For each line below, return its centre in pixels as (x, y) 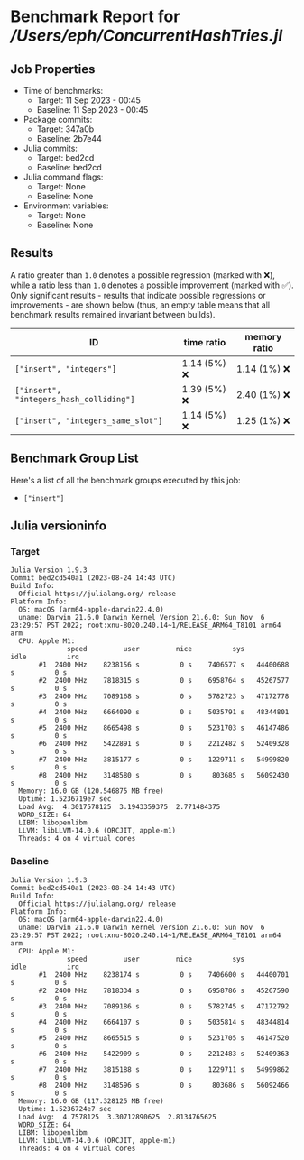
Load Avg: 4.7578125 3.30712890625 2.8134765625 (118, 1117)
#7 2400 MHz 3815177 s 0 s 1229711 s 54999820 (164, 760)
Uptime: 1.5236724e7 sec (65, 1109)
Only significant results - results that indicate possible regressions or (138, 295)
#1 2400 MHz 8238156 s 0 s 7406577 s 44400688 (164, 665)
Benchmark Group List (74, 459)
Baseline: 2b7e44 (69, 138)
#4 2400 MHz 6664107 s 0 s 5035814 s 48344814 (164, 1022)
